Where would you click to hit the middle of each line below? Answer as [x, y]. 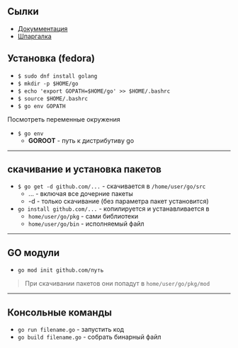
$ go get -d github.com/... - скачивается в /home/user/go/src [112, 186]
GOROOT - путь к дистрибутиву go [81, 140]
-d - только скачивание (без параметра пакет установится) [118, 202]
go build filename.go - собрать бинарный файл [89, 337]
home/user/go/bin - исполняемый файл [86, 224]
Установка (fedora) [51, 58]
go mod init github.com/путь [61, 271]
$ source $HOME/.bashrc [53, 98]
